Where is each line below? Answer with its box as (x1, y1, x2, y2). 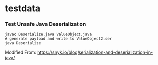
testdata (5, 3, 41, 14)
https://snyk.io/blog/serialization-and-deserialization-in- (37, 49, 153, 55)
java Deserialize (5, 41, 41, 46)
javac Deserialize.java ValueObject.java (5, 32, 92, 37)
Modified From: (5, 49, 36, 55)
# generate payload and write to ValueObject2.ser (5, 36, 112, 41)
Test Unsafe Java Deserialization (5, 21, 86, 28)
